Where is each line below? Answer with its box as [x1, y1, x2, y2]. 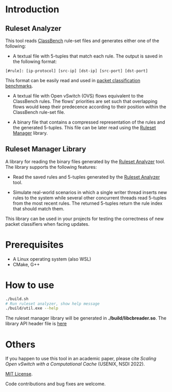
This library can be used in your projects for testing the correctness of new [5, 215, 164, 222]
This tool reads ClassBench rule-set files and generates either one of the [5, 37, 159, 44]
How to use [5, 279, 54, 291]
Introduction [5, 4, 60, 15]
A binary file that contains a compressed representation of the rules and [12, 119, 165, 125]
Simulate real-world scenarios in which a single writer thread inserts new [12, 189, 167, 195]
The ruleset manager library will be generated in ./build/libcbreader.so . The [5, 315, 167, 321]
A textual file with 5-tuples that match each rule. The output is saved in [12, 53, 163, 59]
